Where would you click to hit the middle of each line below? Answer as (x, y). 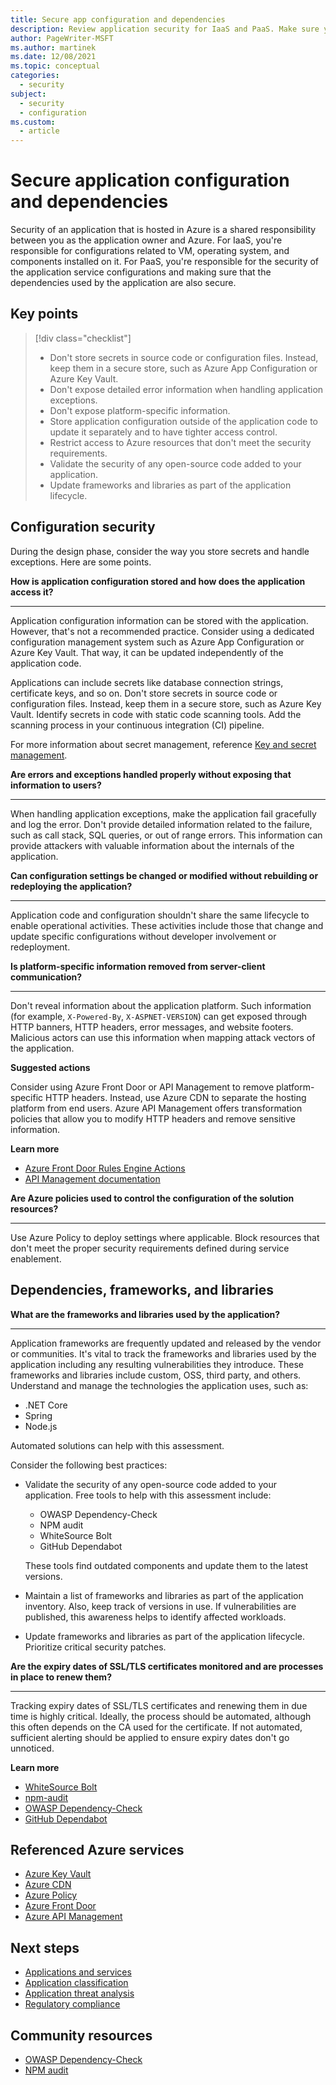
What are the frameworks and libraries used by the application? (145, 1314)
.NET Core (46, 1405)
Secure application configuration (150, 180)
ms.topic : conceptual (55, 66)
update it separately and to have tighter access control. (163, 432)
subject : (28, 94)
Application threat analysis (79, 1993)
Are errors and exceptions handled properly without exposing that (151, 774)
